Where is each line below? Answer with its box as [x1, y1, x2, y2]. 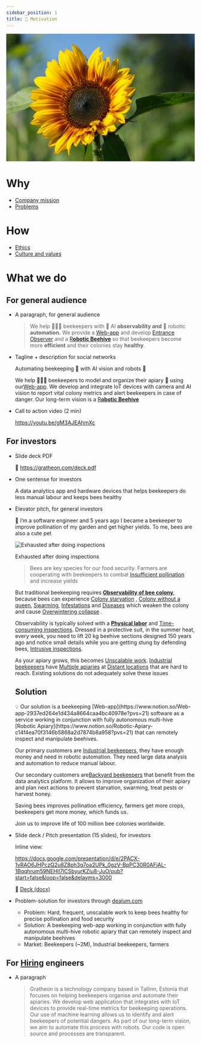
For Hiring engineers [6, 958, 85, 968]
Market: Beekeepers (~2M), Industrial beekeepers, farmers [23, 940, 169, 948]
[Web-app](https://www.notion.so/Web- [92, 703, 191, 710]
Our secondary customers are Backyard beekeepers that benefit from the [14, 771, 195, 778]
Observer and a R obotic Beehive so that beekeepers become [29, 335, 182, 342]
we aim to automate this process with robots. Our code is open [29, 1024, 185, 1031]
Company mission [14, 197, 60, 204]
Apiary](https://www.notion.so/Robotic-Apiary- [36, 722, 153, 729]
